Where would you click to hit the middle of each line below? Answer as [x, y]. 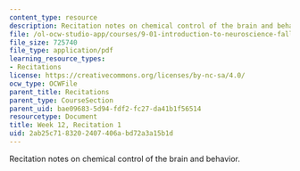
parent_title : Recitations [59, 92]
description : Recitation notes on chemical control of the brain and [142, 26]
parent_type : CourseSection [62, 100]
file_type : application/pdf [62, 51]
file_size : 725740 [43, 42]
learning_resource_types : [57, 59]
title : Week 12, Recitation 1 [66, 126]
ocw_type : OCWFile [43, 84]
